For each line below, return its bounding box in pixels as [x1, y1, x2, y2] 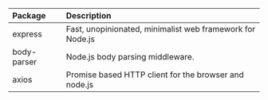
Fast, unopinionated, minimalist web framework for [65, 24, 256, 34]
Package [12, 10, 46, 21]
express [12, 29, 42, 39]
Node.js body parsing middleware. [65, 52, 195, 62]
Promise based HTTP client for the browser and [65, 69, 245, 80]
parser [12, 56, 37, 67]
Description [65, 10, 112, 21]
